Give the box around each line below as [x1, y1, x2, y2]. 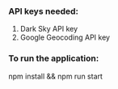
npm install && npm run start [8, 71, 103, 81]
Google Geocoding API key [19, 32, 111, 42]
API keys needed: [8, 6, 79, 17]
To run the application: [8, 53, 99, 64]
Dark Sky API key [19, 24, 78, 34]
